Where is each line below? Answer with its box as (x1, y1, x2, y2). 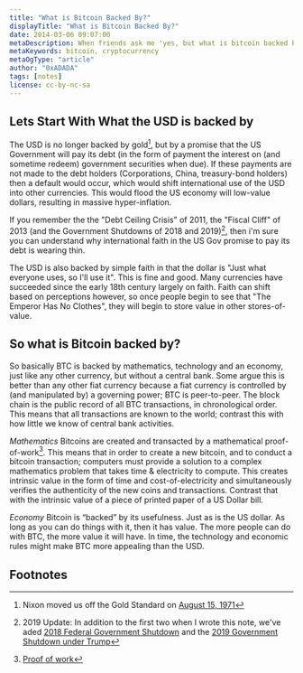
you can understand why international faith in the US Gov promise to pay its (9, 235, 290, 246)
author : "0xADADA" (9, 64, 78, 73)
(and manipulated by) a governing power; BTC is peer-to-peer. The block (9, 389, 280, 400)
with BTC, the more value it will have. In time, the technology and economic (9, 531, 289, 542)
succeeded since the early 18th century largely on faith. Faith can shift (9, 281, 271, 292)
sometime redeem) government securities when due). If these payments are (9, 159, 292, 170)
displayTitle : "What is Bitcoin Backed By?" (9, 22, 179, 31)
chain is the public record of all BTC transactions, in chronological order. (9, 398, 278, 409)
